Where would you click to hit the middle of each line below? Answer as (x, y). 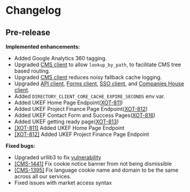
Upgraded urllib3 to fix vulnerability (58, 157)
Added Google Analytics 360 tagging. (60, 58)
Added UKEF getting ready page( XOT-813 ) (66, 122)
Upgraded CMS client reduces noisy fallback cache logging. (88, 77)
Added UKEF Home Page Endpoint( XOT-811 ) (68, 103)
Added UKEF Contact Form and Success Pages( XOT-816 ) (85, 115)
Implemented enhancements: (43, 47)
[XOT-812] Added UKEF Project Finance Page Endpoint (82, 134)
